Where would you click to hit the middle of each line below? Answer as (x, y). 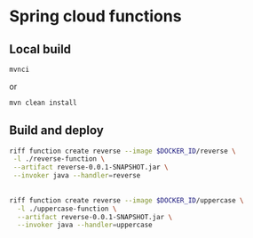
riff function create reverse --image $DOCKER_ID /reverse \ (123, 151)
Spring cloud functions (95, 16)
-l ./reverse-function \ (59, 159)
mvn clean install (43, 103)
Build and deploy (56, 131)
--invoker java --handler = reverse (77, 176)
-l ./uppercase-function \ (67, 209)
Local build (40, 49)
